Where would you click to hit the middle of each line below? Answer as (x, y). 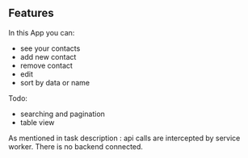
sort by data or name (55, 82)
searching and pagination (62, 114)
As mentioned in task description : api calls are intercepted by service (124, 138)
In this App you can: (42, 32)
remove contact (46, 65)
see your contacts (50, 48)
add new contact (48, 56)
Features (31, 13)
